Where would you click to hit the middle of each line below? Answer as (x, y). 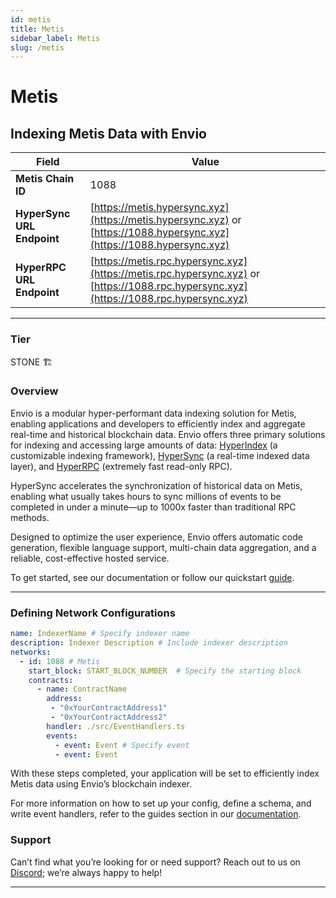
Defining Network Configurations (93, 613)
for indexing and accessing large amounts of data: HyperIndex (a (144, 445)
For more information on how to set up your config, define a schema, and (161, 803)
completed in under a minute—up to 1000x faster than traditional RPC (153, 507)
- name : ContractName (82, 689)
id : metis (31, 19)
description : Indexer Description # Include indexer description (149, 643)
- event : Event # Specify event (122, 745)
